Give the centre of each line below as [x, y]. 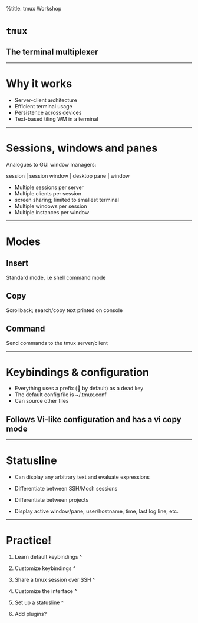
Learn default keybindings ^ [48, 557]
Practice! [29, 541]
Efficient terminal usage [43, 106]
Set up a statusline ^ [39, 602]
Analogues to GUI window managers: [51, 164]
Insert [17, 264]
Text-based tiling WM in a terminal [56, 119]
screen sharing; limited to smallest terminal [67, 200]
